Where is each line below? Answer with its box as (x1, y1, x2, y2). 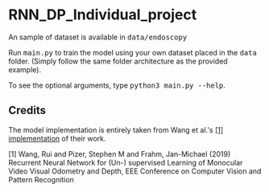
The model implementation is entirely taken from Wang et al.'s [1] (8, 125, 224, 134)
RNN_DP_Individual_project (8, 6, 197, 24)
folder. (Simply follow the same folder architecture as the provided (8, 56, 228, 66)
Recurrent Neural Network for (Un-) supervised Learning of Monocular (8, 157, 243, 167)
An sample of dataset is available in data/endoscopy (8, 32, 188, 42)
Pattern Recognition (8, 174, 74, 184)
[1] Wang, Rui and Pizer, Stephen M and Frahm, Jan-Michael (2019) (8, 149, 231, 158)
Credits (8, 104, 47, 117)
